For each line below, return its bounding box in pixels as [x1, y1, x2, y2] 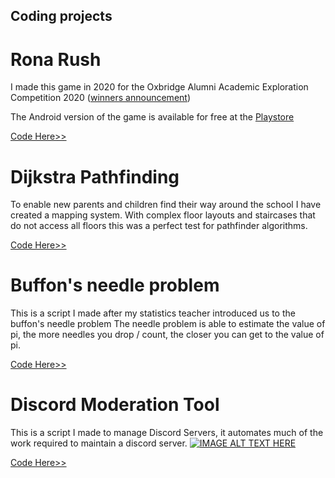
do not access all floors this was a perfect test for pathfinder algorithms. [10, 220, 308, 232]
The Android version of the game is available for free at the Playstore [10, 111, 295, 123]
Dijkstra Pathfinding [10, 165, 180, 188]
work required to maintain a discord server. [10, 437, 188, 449]
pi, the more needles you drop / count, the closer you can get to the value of [10, 329, 325, 341]
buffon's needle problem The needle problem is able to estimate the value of [10, 318, 326, 330]
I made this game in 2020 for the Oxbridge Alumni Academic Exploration [10, 81, 309, 93]
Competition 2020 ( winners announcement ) [10, 92, 191, 104]
